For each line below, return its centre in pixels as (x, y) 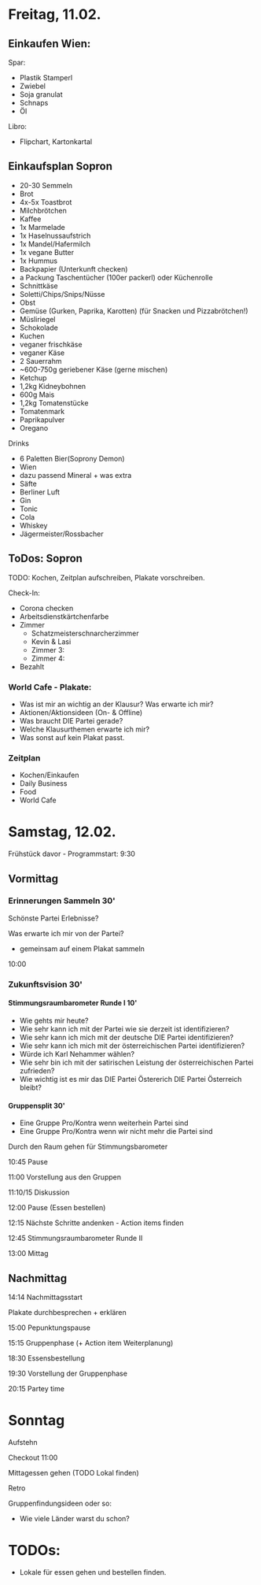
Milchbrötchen (43, 210)
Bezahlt (32, 666)
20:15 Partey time (37, 1388)
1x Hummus (38, 261)
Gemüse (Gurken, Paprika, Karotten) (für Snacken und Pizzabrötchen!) (134, 311)
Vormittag (33, 878)
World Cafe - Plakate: (50, 687)
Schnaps (34, 103)
